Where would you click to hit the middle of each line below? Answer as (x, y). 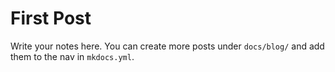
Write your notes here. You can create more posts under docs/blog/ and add (167, 46)
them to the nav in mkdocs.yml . (72, 56)
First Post (51, 18)
